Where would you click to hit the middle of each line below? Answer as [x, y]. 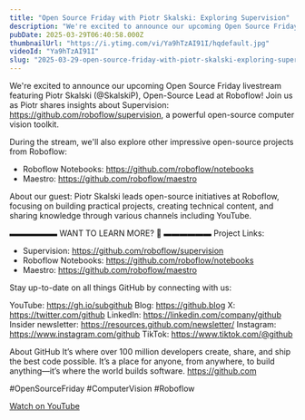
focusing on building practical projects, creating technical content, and [142, 206]
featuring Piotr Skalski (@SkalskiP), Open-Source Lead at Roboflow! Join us [151, 95]
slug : [20, 60]
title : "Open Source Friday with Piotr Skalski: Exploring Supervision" [150, 18]
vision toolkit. [34, 124]
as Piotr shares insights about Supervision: [89, 105]
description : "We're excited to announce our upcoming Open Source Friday [154, 26]
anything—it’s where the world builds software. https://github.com [133, 371]
